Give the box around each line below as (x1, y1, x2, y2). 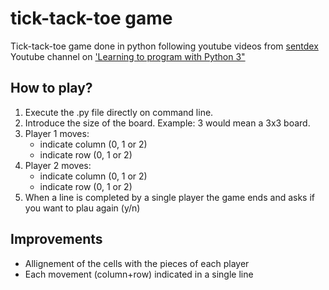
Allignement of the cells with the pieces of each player (24, 257, 250, 269)
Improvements (10, 231, 103, 248)
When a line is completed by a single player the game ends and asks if (24, 191, 315, 203)
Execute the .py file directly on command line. (24, 106, 214, 118)
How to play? (10, 80, 93, 97)
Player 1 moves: (24, 127, 90, 139)
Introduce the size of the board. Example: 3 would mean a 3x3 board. (24, 117, 311, 129)
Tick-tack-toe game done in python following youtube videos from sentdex (10, 40, 319, 52)
